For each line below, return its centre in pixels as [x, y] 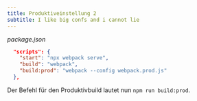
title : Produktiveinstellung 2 [52, 13]
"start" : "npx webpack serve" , [64, 58]
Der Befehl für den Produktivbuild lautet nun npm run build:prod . [99, 90]
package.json [26, 39]
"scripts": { [32, 52]
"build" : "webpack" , [49, 64]
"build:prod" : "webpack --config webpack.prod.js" [93, 71]
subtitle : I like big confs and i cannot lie [73, 20]
